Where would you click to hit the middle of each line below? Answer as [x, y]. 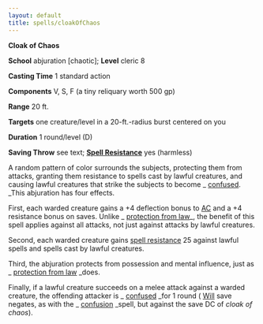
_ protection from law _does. [54, 272]
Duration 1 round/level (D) [51, 137]
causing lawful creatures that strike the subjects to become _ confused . [124, 184]
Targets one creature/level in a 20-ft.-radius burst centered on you [117, 121]
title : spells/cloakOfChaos [54, 23]
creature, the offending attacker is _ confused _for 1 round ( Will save [120, 296]
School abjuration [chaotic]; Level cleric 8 [77, 61]
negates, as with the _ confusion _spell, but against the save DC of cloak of [130, 304]
